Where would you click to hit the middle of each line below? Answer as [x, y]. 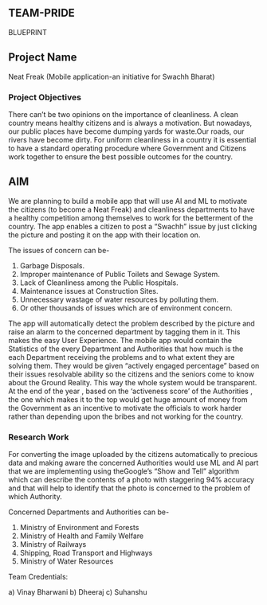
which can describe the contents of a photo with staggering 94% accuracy [132, 480]
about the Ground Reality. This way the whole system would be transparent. [133, 382]
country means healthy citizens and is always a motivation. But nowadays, [130, 123]
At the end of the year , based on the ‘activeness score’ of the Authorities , [130, 391]
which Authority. [35, 497]
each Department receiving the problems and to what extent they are [122, 357]
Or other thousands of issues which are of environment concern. [126, 308]
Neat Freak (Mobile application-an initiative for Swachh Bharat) [112, 76]
